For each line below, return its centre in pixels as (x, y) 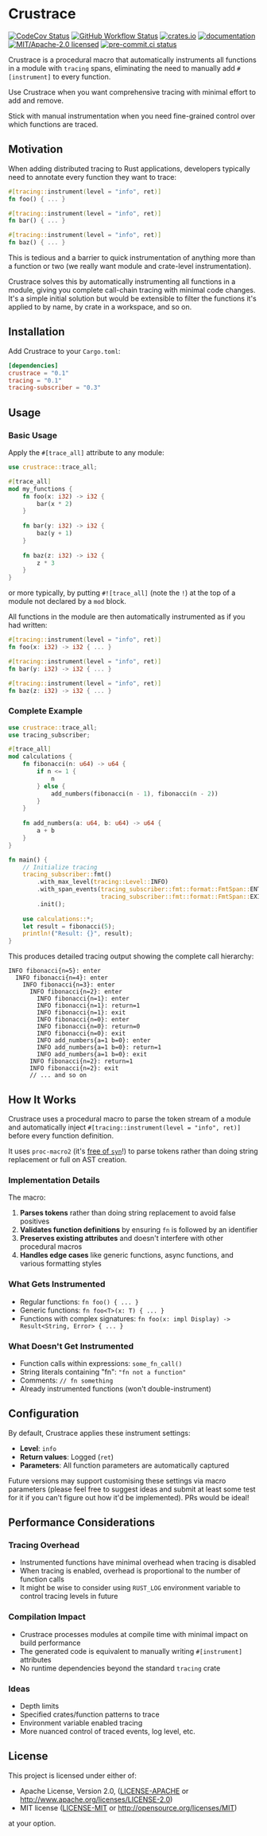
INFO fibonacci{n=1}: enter (83, 999)
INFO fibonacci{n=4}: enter (62, 978)
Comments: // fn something (66, 1380)
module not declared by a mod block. (68, 601)
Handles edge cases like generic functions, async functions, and (126, 1255)
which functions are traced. (53, 124)
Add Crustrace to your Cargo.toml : (64, 351)
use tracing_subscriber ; (49, 735)
